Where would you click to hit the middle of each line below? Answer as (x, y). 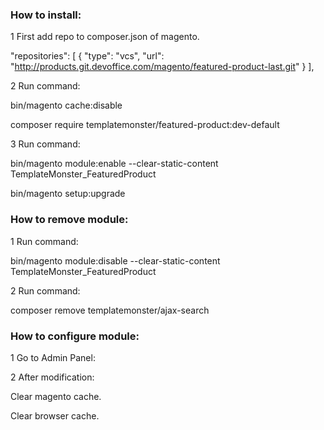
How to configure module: (75, 336)
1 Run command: (44, 241)
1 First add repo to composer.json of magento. (105, 37)
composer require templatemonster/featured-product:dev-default (145, 125)
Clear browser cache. (55, 415)
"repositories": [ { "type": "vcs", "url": (87, 56)
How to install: (46, 15)
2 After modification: (52, 377)
